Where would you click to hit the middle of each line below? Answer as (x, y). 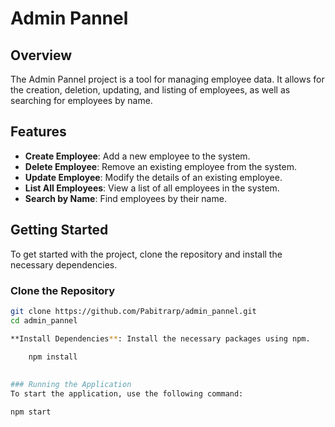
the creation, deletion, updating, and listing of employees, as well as (150, 90)
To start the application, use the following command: (127, 394)
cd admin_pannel (44, 320)
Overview (41, 55)
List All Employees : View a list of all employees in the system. (152, 188)
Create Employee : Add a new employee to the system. (137, 156)
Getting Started (59, 230)
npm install (53, 357)
